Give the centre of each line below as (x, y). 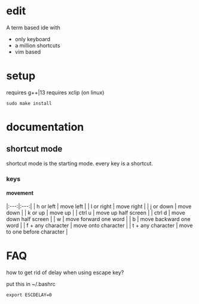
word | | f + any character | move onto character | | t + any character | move (99, 225)
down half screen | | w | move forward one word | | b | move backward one (98, 219)
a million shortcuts (38, 45)
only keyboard (33, 39)
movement (20, 193)
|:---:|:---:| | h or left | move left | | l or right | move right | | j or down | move (99, 206)
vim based (27, 51)
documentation (45, 127)
